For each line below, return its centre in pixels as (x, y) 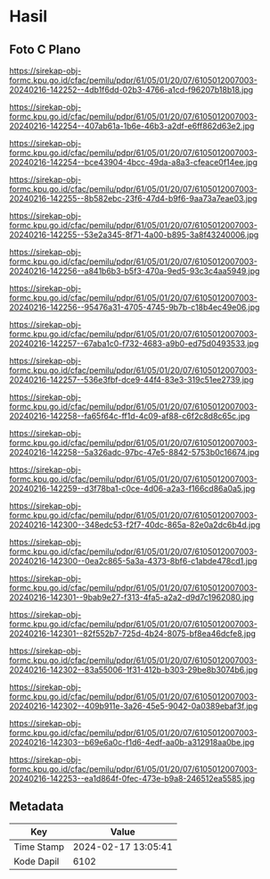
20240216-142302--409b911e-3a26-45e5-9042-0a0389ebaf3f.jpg (134, 706)
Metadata (37, 806)
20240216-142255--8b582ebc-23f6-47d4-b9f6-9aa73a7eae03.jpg (133, 199)
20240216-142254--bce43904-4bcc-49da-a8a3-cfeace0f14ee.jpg (134, 162)
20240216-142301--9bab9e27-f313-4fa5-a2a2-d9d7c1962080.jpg (131, 597)
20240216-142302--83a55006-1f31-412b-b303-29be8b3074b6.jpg (134, 670)
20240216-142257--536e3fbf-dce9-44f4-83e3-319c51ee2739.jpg (131, 380)
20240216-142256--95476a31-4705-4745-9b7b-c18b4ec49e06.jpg (135, 307)
